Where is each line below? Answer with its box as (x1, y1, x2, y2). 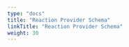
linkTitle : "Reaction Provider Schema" (7, 23, 123, 30)
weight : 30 (7, 29, 39, 37)
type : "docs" (7, 10, 45, 17)
